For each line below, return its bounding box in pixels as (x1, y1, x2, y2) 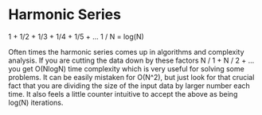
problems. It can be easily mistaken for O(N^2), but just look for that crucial (8, 72, 255, 82)
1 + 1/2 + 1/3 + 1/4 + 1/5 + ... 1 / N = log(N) (8, 32, 145, 41)
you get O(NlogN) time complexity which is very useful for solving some (8, 63, 244, 73)
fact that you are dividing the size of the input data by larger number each (8, 81, 251, 90)
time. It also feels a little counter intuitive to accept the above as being (8, 89, 238, 98)
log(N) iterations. (8, 98, 64, 107)
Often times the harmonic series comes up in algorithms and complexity (8, 47, 244, 56)
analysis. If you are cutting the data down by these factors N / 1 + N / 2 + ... (8, 56, 255, 65)
